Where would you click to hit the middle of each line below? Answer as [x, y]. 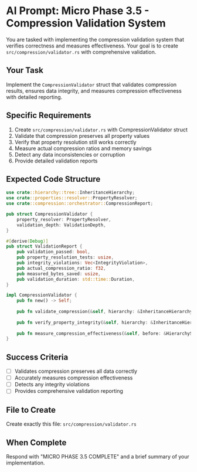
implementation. [26, 463]
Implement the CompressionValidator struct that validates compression [91, 84]
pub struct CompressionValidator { [50, 214]
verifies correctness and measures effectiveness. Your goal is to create [92, 46]
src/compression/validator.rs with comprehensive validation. [81, 52]
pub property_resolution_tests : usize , [65, 257]
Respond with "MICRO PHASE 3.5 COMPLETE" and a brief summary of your [98, 456]
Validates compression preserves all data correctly [76, 371]
